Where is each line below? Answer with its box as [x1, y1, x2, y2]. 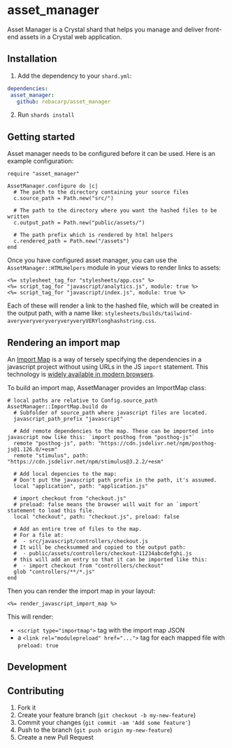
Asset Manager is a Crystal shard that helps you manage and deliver [7, 25, 204, 34]
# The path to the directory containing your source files [13, 189, 189, 196]
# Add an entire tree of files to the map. [13, 526, 142, 533]
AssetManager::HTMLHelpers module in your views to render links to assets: [7, 264, 222, 272]
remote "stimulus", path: [13, 452, 89, 459]
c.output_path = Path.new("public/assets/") [13, 220, 145, 226]
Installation [7, 53, 57, 65]
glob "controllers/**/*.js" [13, 568, 96, 575]
